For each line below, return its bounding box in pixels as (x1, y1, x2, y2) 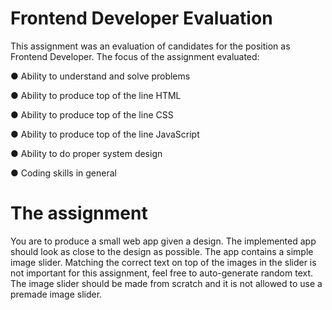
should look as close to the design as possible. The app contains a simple (10, 245, 314, 257)
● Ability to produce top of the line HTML (10, 89, 182, 101)
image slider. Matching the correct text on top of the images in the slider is (10, 256, 317, 268)
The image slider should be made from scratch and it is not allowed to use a (10, 277, 323, 289)
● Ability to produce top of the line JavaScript (10, 128, 200, 140)
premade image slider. (10, 288, 103, 300)
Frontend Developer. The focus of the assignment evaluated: (10, 50, 260, 62)
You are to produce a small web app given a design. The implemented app (10, 235, 317, 247)
